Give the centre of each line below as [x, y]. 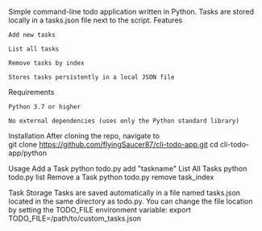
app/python [27, 153]
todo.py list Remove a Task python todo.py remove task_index [111, 177]
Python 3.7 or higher [45, 107]
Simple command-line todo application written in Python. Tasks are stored [131, 12]
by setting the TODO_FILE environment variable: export [100, 210]
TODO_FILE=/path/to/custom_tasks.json [75, 218]
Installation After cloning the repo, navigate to [84, 136]
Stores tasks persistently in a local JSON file [91, 77]
